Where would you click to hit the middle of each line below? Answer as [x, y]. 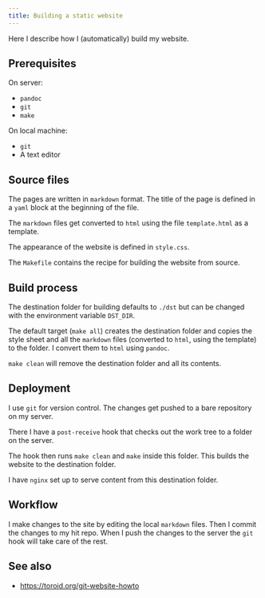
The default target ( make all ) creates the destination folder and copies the [131, 331]
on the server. [31, 440]
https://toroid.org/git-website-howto [79, 585]
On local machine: [38, 131]
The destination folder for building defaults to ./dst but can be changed [127, 307]
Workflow [33, 505]
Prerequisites [42, 64]
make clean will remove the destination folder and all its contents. [115, 364]
